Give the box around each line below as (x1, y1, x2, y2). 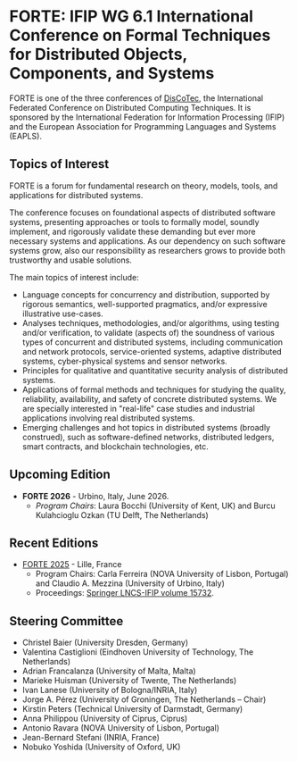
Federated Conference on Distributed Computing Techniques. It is (9, 102, 252, 113)
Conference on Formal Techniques (9, 25, 271, 46)
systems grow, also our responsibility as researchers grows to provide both (9, 245, 285, 255)
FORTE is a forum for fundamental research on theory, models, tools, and (9, 180, 278, 191)
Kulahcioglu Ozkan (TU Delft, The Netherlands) (35, 509, 210, 520)
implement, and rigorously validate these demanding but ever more (9, 226, 256, 237)
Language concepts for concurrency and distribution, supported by (21, 289, 270, 300)
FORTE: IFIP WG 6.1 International (9, 6, 254, 27)
